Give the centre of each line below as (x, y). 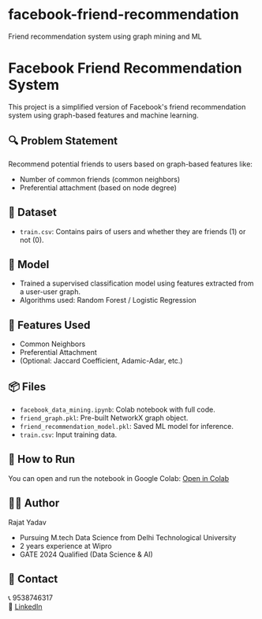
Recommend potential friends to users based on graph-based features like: (130, 164)
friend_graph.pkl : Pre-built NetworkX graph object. (104, 418)
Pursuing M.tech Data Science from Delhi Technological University (128, 537)
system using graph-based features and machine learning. (103, 115)
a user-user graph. (50, 292)
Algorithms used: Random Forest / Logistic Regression (108, 300)
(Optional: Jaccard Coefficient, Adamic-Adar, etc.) (101, 361)
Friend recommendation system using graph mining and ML (105, 36)
